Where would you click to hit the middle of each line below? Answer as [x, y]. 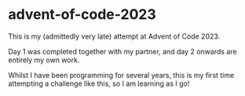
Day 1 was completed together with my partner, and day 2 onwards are [122, 51]
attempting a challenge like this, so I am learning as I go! [99, 83]
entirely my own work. [44, 60]
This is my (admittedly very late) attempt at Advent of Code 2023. [114, 36]
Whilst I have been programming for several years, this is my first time [121, 75]
